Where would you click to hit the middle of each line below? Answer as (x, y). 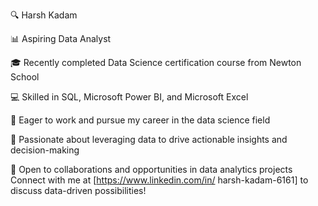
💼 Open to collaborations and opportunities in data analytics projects (151, 169)
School (25, 77)
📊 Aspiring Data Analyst (61, 38)
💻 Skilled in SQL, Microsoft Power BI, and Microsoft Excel (129, 97)
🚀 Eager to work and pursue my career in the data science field (140, 120)
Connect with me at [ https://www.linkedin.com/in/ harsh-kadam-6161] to (159, 180)
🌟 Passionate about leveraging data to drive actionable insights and (149, 139)
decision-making (45, 150)
